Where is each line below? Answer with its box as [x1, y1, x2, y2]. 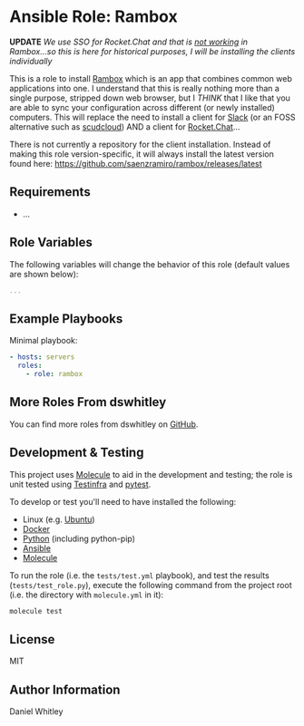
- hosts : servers [9, 353, 75, 362]
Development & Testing [9, 445, 144, 460]
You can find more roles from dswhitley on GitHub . [9, 419, 199, 430]
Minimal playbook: [9, 335, 78, 346]
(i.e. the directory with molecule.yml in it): [9, 589, 164, 600]
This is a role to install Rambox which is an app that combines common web [9, 73, 292, 83]
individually [9, 55, 53, 66]
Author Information [9, 682, 121, 697]
